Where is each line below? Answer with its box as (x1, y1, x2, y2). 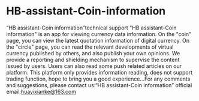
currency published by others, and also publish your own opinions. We (6, 49, 180, 57)
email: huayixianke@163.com (6, 88, 77, 95)
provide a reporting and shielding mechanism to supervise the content (6, 56, 180, 63)
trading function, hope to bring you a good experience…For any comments (6, 75, 191, 82)
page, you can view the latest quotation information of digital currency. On (6, 37, 190, 44)
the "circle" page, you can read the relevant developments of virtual (6, 43, 174, 50)
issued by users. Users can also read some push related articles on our (6, 62, 182, 70)
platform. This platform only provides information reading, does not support (6, 69, 193, 76)
